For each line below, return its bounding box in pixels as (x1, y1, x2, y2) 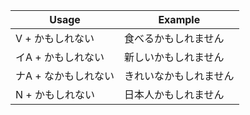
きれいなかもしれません (124, 69, 235, 83)
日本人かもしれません (124, 88, 225, 101)
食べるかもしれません (124, 32, 225, 45)
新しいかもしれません (124, 50, 225, 64)
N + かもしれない (15, 88, 96, 101)
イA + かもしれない (15, 50, 105, 64)
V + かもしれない (15, 32, 95, 45)
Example (158, 13, 201, 26)
